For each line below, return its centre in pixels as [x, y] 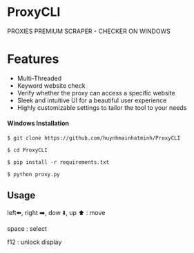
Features [33, 59]
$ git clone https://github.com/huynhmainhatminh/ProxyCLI [94, 138]
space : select [27, 228]
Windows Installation [38, 123]
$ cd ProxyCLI [28, 150]
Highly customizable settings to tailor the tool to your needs [102, 107]
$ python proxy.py [33, 175]
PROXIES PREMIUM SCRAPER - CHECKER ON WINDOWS [89, 31]
